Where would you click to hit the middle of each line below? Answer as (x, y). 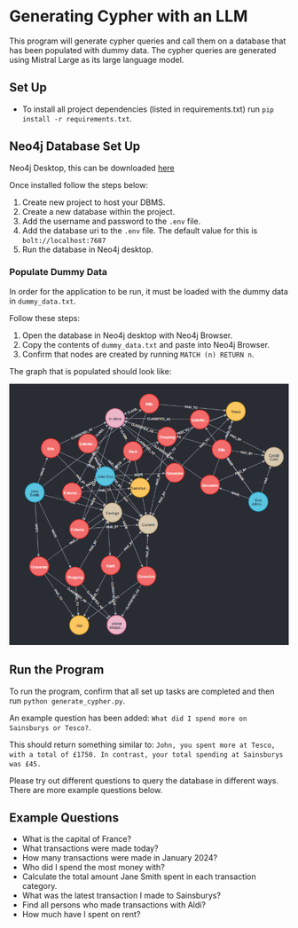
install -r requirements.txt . (77, 118)
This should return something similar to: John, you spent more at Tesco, (142, 744)
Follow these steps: (44, 318)
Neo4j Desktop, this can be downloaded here (92, 168)
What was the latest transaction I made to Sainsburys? (122, 896)
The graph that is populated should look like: (90, 371)
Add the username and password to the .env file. (111, 221)
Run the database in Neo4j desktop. (87, 249)
